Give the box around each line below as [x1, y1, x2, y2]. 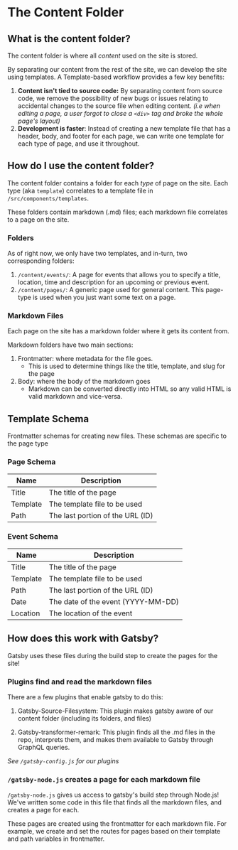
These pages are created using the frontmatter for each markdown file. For [7, 819, 227, 828]
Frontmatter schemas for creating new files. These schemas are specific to [7, 431, 227, 441]
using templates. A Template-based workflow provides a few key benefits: [7, 72, 225, 81]
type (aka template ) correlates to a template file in [7, 186, 153, 195]
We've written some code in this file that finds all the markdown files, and [7, 798, 222, 807]
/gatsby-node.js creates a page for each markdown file [7, 774, 201, 784]
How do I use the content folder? [7, 160, 155, 172]
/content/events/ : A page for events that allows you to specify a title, [17, 271, 221, 279]
